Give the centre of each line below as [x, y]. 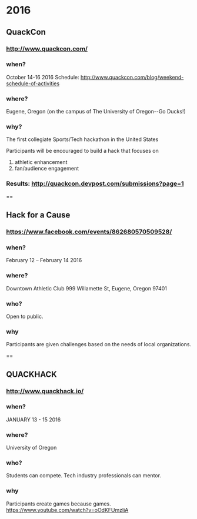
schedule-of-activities [33, 83]
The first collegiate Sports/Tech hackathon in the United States [82, 139]
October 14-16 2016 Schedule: [43, 77]
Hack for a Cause [38, 215]
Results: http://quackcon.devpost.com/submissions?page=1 [95, 184]
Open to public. [25, 316]
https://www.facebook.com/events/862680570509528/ [89, 232]
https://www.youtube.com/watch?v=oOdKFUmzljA [67, 510]
